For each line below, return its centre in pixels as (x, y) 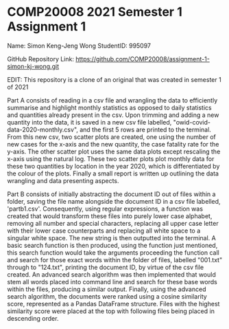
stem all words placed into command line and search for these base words (112, 282)
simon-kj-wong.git (33, 66)
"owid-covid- (192, 122)
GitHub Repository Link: (40, 59)
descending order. (33, 318)
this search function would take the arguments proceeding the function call (113, 253)
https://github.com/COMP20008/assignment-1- (143, 59)
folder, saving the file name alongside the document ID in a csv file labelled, (114, 201)
